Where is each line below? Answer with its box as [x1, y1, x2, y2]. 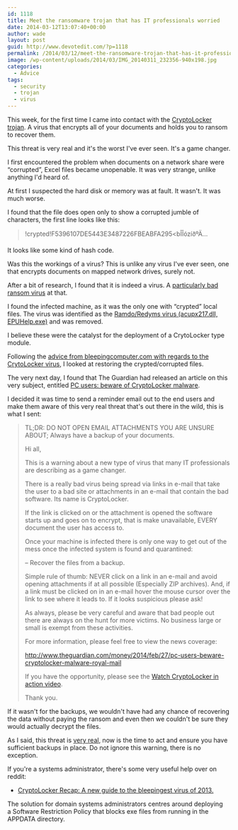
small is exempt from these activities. [24, 624, 133, 632]
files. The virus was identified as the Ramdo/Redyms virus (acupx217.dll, [7, 309, 218, 318]
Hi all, [24, 445, 42, 453]
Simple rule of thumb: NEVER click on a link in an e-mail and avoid [24, 572, 217, 581]
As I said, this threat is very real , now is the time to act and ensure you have [7, 736, 228, 744]
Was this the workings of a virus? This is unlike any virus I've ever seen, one [7, 260, 229, 268]
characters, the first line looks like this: [7, 215, 120, 224]
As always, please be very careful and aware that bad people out [24, 608, 215, 617]
